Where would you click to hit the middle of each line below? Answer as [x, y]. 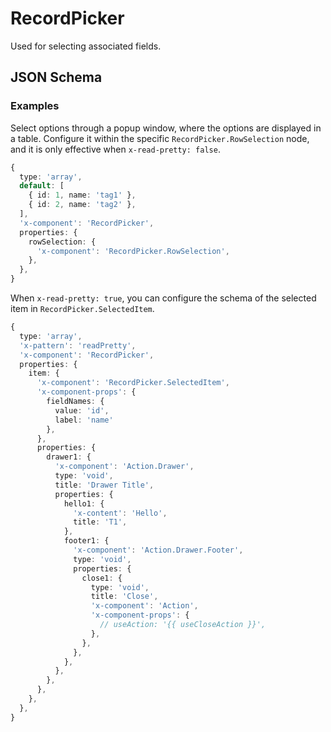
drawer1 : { [69, 457]
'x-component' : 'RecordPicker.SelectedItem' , [133, 383]
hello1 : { [84, 503]
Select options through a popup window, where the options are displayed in [166, 128]
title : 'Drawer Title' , [104, 485]
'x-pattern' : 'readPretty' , [78, 345]
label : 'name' [84, 420]
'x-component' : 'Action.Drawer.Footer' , [158, 550]
